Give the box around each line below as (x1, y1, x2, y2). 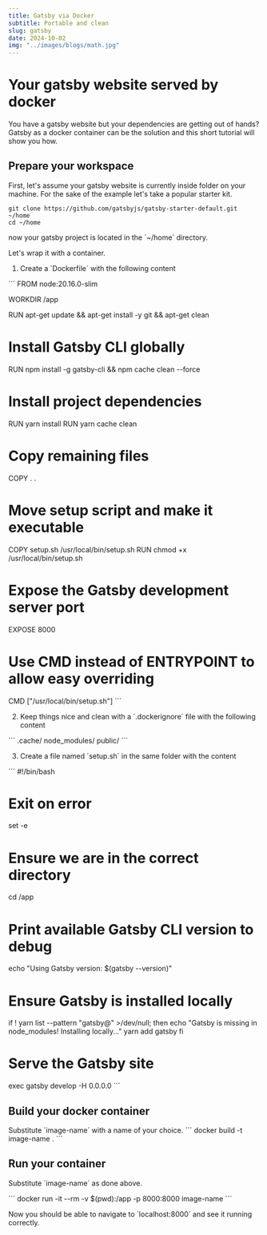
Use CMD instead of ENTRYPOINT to (8, 652, 255, 671)
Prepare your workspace (8, 159, 134, 173)
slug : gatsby (8, 26, 52, 34)
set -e (8, 821, 28, 831)
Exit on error (8, 795, 92, 812)
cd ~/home (8, 218, 42, 226)
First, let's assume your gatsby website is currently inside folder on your (8, 181, 246, 190)
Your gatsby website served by (8, 76, 219, 94)
